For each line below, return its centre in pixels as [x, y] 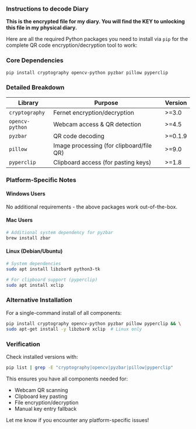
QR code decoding [79, 136]
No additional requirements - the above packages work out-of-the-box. [92, 207]
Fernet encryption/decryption [94, 112]
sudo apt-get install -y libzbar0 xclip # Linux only [74, 329]
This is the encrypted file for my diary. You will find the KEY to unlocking [95, 22]
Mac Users [20, 220]
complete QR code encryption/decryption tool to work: [72, 45]
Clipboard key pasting [41, 396]
